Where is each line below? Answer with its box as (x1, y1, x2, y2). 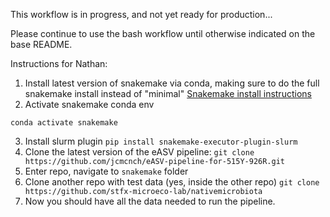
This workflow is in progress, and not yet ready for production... (10, 9, 273, 20)
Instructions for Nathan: (10, 58, 108, 69)
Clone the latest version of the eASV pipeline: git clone (24, 146, 255, 158)
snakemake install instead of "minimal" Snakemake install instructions (24, 88, 312, 99)
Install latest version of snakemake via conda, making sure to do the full (24, 77, 320, 89)
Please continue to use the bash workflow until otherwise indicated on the (10, 28, 316, 39)
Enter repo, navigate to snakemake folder (24, 165, 189, 177)
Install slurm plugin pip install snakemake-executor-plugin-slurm (24, 135, 298, 147)
